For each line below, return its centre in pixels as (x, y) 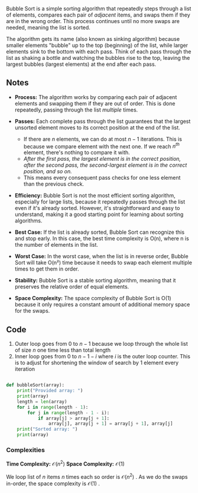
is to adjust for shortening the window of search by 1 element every (97, 363)
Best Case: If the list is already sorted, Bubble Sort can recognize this (100, 232)
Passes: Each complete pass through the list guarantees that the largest (103, 121)
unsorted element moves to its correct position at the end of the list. (97, 128)
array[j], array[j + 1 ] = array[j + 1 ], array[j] (111, 424)
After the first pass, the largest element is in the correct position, (102, 159)
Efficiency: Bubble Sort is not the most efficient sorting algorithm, (95, 196)
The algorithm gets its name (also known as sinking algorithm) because (93, 39)
